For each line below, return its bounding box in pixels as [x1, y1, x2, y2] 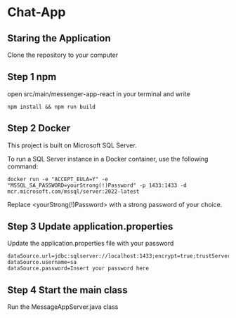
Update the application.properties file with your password [7, 239, 174, 248]
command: [7, 162, 39, 171]
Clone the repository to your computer [7, 51, 119, 59]
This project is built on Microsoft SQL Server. [7, 141, 137, 150]
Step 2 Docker [7, 122, 71, 134]
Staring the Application [7, 32, 111, 44]
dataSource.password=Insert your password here [7, 265, 150, 272]
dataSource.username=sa [7, 259, 77, 266]
